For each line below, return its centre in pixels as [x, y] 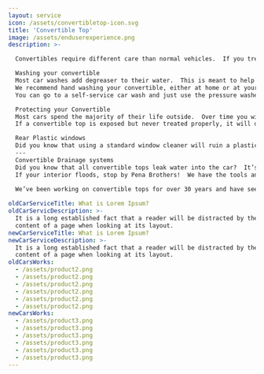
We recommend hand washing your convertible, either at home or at [128, 87]
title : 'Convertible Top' [50, 30]
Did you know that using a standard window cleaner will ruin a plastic [137, 146]
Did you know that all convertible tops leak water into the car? [126, 167]
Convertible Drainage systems [64, 160]
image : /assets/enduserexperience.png [71, 37]
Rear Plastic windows [51, 139]
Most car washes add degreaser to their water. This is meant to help [135, 80]
